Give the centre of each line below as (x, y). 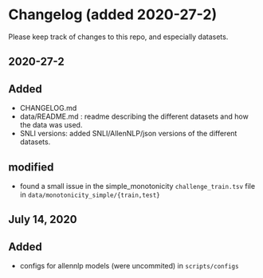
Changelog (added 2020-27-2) (113, 15)
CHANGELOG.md (48, 108)
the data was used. (51, 125)
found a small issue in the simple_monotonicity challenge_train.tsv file (137, 186)
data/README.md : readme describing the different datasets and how (134, 116)
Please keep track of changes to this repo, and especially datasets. (118, 37)
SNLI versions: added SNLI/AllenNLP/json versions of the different (128, 134)
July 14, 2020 (43, 219)
